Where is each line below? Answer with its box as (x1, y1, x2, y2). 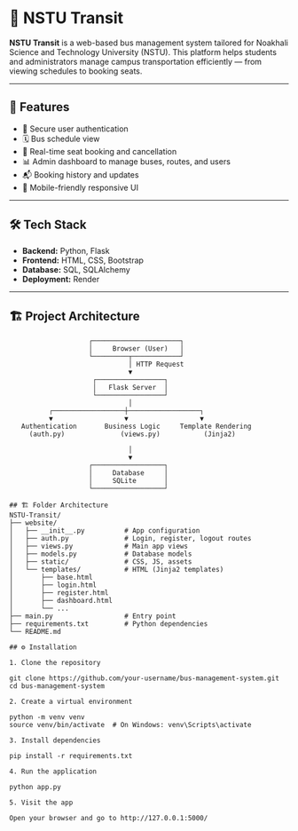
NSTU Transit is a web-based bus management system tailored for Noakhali (9, 37, 288, 48)
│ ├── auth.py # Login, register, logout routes (9, 534, 252, 543)
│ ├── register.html (9, 589, 109, 598)
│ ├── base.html (9, 573, 93, 582)
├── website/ (9, 518, 58, 527)
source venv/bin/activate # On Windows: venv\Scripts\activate (9, 721, 252, 730)
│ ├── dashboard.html (9, 597, 114, 605)
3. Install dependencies (9, 736, 101, 745)
